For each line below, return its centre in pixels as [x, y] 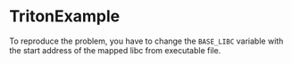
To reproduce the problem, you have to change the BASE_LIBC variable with [146, 41]
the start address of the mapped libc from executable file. [115, 50]
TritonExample [65, 16]
